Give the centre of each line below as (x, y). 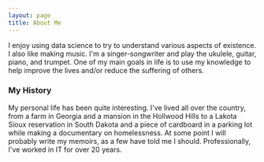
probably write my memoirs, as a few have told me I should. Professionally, (130, 141)
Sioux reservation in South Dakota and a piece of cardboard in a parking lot (130, 124)
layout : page (30, 15)
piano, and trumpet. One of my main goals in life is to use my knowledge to (130, 62)
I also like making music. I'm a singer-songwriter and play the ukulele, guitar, (132, 53)
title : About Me (35, 23)
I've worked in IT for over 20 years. (65, 149)
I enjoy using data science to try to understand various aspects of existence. (132, 45)
